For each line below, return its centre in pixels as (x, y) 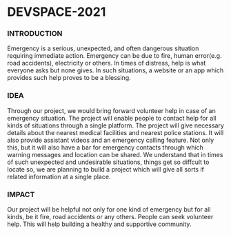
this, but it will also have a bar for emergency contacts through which (105, 147)
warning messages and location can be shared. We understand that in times (115, 154)
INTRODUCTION (35, 34)
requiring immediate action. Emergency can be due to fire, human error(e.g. (114, 56)
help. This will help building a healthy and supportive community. (99, 224)
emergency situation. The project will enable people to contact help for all (112, 118)
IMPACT (21, 194)
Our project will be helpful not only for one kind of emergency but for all (109, 210)
